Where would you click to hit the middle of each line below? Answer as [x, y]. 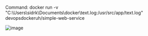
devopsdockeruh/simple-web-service [45, 18]
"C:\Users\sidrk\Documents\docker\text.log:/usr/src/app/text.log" [74, 13]
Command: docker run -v [32, 7]
